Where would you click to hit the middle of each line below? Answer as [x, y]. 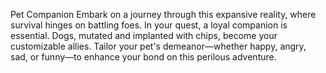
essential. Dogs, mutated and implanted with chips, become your [144, 35]
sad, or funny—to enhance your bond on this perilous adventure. [143, 57]
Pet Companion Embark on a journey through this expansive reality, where [163, 14]
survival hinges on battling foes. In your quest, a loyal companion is [149, 25]
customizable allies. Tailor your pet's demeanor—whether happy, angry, [158, 46]
